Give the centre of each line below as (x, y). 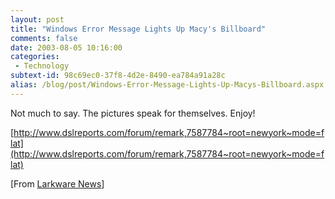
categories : (35, 57)
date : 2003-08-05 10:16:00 (66, 47)
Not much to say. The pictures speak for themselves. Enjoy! (133, 113)
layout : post (37, 19)
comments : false (44, 38)
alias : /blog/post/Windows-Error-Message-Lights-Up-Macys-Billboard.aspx (167, 85)
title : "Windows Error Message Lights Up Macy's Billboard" (138, 29)
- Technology (42, 66)
